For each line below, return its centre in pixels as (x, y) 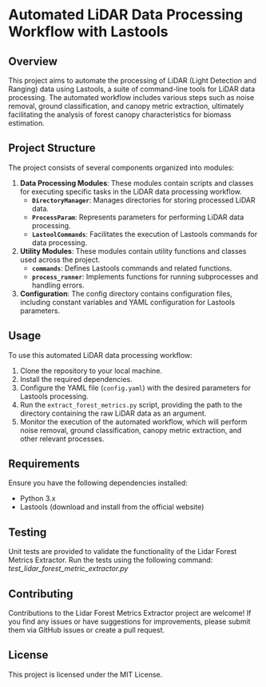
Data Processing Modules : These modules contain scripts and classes (137, 183)
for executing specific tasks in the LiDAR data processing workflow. (131, 191)
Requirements (44, 464)
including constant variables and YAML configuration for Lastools (127, 302)
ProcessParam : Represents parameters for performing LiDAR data (138, 217)
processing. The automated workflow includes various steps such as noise (131, 97)
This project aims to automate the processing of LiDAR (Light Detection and (133, 80)
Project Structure (52, 149)
